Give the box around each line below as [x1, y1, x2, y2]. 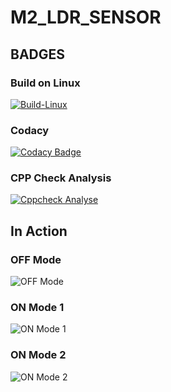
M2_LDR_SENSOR [10, 6, 162, 29]
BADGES [10, 46, 66, 63]
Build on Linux [10, 76, 81, 90]
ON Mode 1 [10, 301, 65, 315]
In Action [10, 222, 68, 240]
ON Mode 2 [10, 348, 67, 362]
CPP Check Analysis [10, 171, 112, 185]
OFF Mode [10, 252, 62, 266]
